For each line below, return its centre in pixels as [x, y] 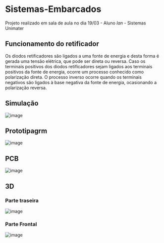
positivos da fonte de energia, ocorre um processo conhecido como [75, 72]
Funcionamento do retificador [52, 44]
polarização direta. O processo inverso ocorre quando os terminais [74, 77]
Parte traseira [22, 200]
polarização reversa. [26, 88]
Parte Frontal [21, 224]
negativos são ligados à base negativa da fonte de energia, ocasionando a [81, 82]
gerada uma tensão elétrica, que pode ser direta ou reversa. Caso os [75, 61]
